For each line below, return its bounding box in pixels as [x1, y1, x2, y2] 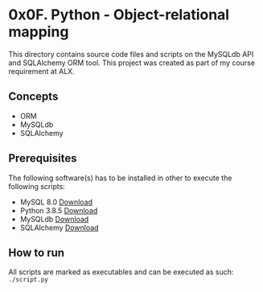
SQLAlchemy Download [19, 223, 99, 232]
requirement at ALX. [8, 66, 75, 76]
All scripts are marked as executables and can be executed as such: [8, 267, 234, 277]
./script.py [8, 276, 48, 284]
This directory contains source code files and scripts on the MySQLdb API [8, 49, 254, 59]
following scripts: [8, 181, 66, 191]
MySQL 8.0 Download [19, 197, 93, 207]
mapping [8, 23, 69, 41]
